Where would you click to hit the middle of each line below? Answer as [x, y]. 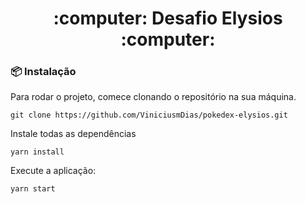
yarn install [37, 152]
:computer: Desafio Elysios [168, 18]
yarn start [33, 189]
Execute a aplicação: [53, 171]
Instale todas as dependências [73, 134]
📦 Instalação [43, 72]
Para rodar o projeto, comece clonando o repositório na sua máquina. [153, 97]
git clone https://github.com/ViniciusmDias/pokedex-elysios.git [149, 115]
